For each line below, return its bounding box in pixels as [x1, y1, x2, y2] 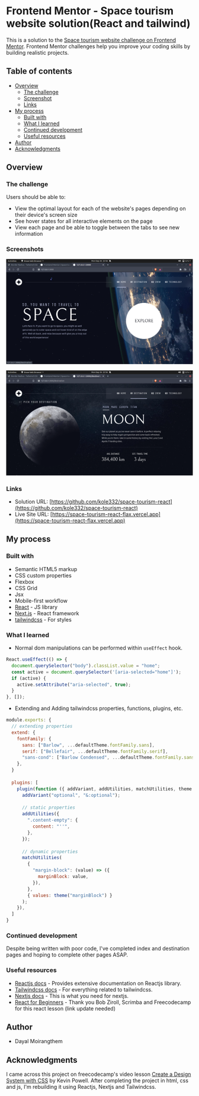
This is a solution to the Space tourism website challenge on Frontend [6, 36, 176, 43]
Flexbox [14, 578, 34, 585]
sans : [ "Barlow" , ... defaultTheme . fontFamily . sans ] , [21, 742, 155, 748]
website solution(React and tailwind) [6, 17, 191, 30]
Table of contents [6, 66, 72, 77]
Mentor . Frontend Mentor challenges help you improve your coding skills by [6, 43, 191, 50]
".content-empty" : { [27, 818, 78, 823]
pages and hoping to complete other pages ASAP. [6, 951, 129, 958]
